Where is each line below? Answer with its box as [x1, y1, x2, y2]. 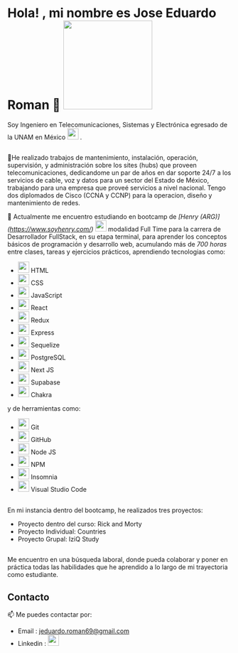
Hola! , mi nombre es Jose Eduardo [7, 5, 217, 21]
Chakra [31, 391, 52, 399]
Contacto [7, 591, 50, 603]
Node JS [31, 448, 57, 456]
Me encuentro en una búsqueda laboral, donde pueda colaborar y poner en [7, 556, 228, 564]
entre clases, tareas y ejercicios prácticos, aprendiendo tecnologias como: [7, 247, 226, 257]
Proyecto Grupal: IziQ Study [17, 534, 99, 543]
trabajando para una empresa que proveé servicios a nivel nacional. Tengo [7, 183, 226, 193]
